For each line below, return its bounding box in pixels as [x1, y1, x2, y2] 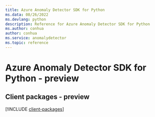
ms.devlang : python [5, 17, 46, 22]
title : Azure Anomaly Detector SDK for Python [5, 7, 105, 13]
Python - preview [5, 73, 79, 84]
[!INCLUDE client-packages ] [5, 106, 64, 112]
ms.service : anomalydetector [5, 36, 67, 41]
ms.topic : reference [5, 40, 49, 45]
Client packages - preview [5, 93, 90, 101]
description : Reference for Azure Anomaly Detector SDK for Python [5, 21, 150, 27]
